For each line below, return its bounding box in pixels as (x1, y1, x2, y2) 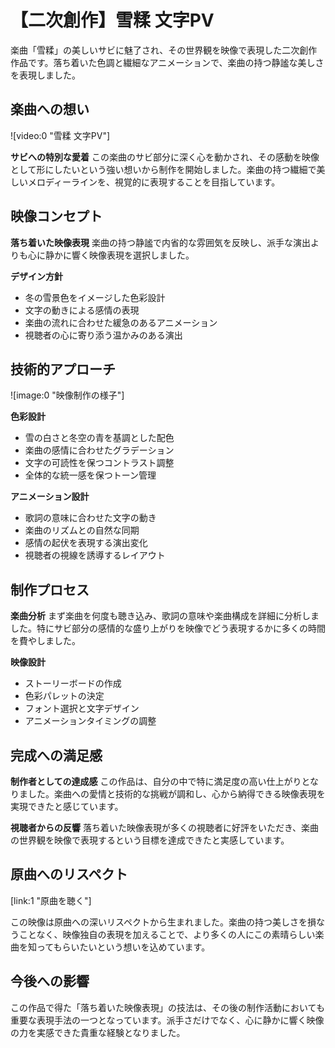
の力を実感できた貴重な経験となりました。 (10, 1026, 186, 1038)
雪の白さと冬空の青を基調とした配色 (24, 432, 175, 444)
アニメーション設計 (10, 491, 90, 503)
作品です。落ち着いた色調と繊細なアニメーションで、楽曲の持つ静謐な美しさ (10, 56, 325, 68)
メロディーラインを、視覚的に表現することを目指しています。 (27, 176, 281, 188)
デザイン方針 (10, 270, 63, 282)
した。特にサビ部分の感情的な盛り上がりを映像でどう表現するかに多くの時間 (10, 622, 326, 635)
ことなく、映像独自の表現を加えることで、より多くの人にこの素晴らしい (18, 928, 316, 940)
